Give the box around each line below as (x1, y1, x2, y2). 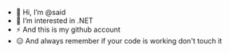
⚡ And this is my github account (15, 25, 121, 34)
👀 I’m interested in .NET (15, 16, 93, 25)
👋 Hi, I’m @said (15, 8, 66, 17)
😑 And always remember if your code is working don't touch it (15, 36, 223, 45)
